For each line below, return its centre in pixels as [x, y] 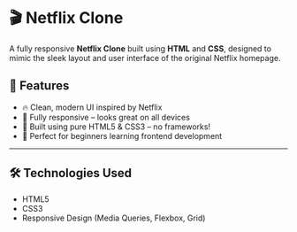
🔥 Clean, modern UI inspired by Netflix [92, 107]
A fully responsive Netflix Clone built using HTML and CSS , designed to [141, 48]
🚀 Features [39, 86]
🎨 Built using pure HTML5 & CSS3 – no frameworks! [116, 127]
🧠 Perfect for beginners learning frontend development [122, 135]
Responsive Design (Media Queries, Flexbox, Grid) [114, 218]
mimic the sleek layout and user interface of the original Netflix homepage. [145, 58]
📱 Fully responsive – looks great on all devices [106, 117]
